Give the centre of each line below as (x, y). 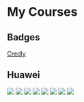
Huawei (24, 75)
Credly (16, 53)
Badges (24, 37)
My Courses (42, 12)
